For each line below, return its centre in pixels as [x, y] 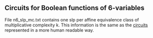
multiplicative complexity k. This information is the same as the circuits [76, 25]
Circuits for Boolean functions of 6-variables [75, 8]
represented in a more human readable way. [49, 30]
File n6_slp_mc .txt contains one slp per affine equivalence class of [72, 19]
